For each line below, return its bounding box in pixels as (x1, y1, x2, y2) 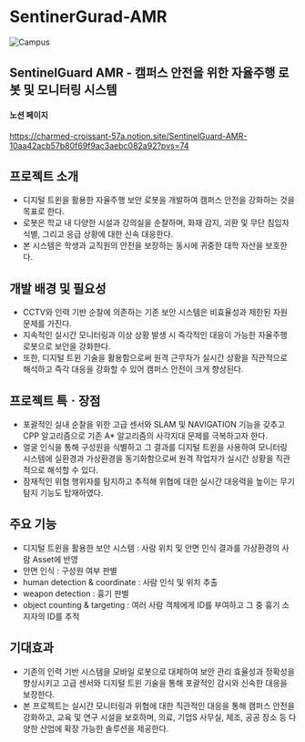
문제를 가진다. (22, 318, 73, 329)
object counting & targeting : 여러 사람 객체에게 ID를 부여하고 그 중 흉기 (22, 599, 280, 610)
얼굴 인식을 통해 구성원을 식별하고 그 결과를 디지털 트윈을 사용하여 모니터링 (22, 441, 289, 452)
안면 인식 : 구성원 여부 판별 (22, 565, 118, 576)
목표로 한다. (22, 206, 66, 217)
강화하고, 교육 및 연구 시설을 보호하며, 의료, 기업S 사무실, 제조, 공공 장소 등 (22, 711, 287, 722)
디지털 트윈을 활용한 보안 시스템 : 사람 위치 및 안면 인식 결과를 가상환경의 (22, 542, 280, 553)
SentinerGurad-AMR (9, 6, 168, 27)
